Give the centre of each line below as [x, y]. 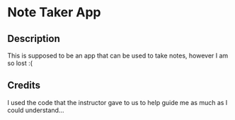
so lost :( [20, 63]
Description [34, 39]
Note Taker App [54, 12]
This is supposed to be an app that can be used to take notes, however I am [118, 55]
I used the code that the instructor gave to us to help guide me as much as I [117, 102]
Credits [24, 86]
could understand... [36, 110]
